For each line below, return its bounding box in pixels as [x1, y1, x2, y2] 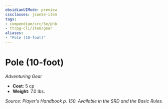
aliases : [5, 30, 24, 35]
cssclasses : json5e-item [5, 12, 57, 17]
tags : [5, 16, 17, 21]
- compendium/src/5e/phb [5, 21, 57, 26]
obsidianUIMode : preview [5, 7, 57, 12]
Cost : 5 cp [12, 83, 35, 89]
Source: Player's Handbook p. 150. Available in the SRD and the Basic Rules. [5, 98, 163, 104]
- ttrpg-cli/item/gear [5, 26, 53, 31]
